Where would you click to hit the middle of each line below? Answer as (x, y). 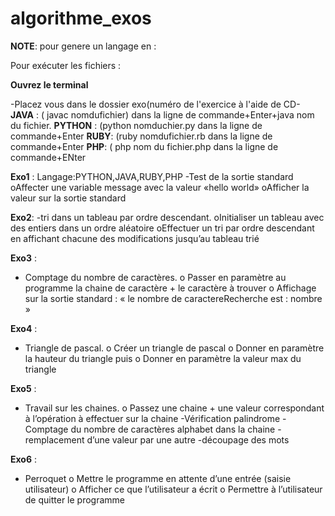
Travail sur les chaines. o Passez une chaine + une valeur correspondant (174, 408)
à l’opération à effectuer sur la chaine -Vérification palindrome (152, 418)
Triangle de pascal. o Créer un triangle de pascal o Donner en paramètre (174, 348)
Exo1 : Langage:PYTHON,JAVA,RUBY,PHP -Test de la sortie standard (152, 176)
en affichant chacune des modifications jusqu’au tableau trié (135, 238)
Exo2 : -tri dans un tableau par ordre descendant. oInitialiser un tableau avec (167, 217)
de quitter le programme (75, 499)
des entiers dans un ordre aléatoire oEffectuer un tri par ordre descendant (162, 228)
